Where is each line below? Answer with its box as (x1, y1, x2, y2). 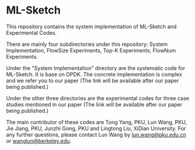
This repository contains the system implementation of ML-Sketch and (6, 23, 177, 30)
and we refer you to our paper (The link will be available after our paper (6, 77, 179, 84)
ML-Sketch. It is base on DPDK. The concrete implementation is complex (6, 71, 183, 78)
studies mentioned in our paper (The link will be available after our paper (6, 101, 183, 108)
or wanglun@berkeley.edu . (6, 137, 72, 144)
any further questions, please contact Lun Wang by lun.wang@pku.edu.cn (6, 131, 187, 138)
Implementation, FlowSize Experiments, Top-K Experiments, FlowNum (6, 46, 176, 54)
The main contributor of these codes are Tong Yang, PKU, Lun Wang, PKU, (6, 118, 187, 125)
